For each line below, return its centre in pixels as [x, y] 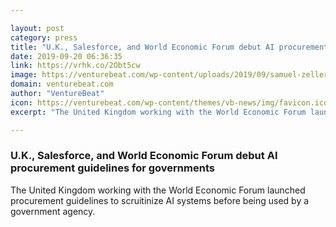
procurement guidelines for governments [112, 168]
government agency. [53, 211]
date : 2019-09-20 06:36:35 [66, 56]
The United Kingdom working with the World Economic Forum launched [158, 190]
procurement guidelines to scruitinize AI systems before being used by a [160, 200]
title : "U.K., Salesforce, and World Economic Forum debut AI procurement [169, 47]
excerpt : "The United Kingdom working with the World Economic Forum [158, 112]
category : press [44, 37]
